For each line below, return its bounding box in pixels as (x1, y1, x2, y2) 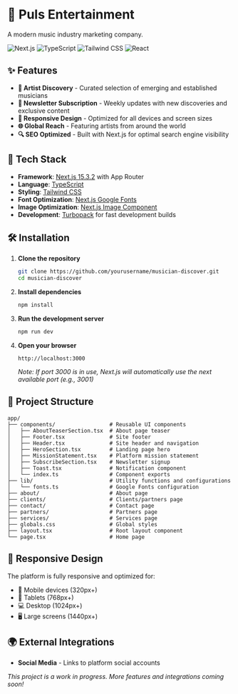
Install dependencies (17, 288, 82, 296)
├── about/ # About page (7, 489, 148, 497)
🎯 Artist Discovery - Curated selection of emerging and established (17, 84, 217, 92)
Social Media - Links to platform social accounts (17, 658, 160, 667)
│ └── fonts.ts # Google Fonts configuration (7, 483, 200, 491)
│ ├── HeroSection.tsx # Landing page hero (7, 446, 171, 453)
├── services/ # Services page (7, 514, 158, 522)
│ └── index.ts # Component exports (7, 471, 171, 478)
